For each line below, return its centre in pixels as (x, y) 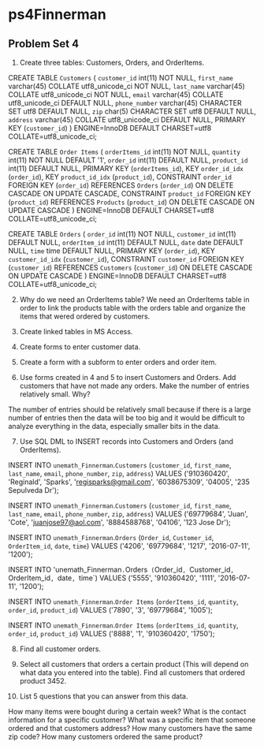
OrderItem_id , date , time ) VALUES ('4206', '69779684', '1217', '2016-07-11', (129, 546)
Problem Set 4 (44, 44)
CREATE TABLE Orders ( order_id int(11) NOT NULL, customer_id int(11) (122, 234)
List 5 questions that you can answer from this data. (104, 696)
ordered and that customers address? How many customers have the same (130, 728)
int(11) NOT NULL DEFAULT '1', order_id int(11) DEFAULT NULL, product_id (128, 160)
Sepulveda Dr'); (33, 490)
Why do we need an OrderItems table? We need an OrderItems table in (134, 300)
